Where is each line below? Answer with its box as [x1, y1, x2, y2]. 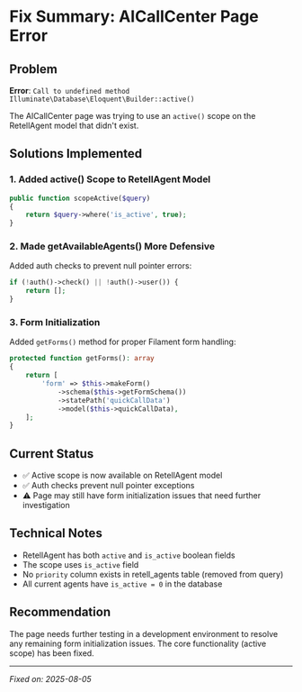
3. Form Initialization [9, 316, 101, 329]
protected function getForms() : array [9, 354, 155, 363]
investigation [22, 500, 70, 511]
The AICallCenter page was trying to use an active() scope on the [9, 111, 256, 121]
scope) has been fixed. [9, 647, 94, 659]
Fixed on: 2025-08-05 [9, 673, 92, 684]
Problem [9, 61, 58, 77]
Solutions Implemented [9, 146, 142, 161]
